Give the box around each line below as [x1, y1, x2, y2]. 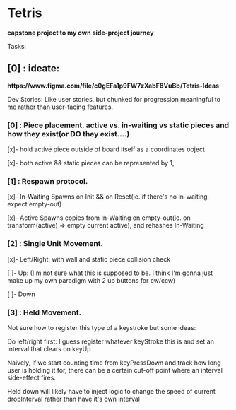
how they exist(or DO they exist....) [7, 129, 130, 139]
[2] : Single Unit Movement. [7, 239, 104, 249]
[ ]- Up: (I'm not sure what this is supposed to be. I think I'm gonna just [7, 269, 213, 277]
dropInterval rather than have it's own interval [7, 394, 140, 403]
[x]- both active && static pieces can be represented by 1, [7, 159, 175, 168]
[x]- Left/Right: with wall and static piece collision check [7, 254, 171, 263]
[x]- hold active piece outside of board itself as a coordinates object [7, 145, 205, 153]
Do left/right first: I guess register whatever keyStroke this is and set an [7, 337, 214, 346]
